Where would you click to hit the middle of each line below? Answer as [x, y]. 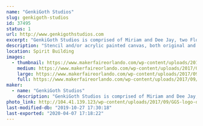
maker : [14, 85]
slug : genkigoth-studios [37, 18]
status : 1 [19, 29]
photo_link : [21, 102]
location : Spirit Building [40, 51]
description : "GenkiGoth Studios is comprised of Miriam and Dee [101, 96]
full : [24, 79]
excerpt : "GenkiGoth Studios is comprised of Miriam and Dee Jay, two [97, 40]
